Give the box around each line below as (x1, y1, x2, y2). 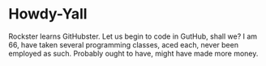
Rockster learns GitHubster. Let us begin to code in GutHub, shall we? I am (8, 31, 258, 41)
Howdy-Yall (8, 5, 88, 23)
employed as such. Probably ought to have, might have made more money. (8, 48, 259, 58)
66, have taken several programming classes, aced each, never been (8, 39, 239, 49)
